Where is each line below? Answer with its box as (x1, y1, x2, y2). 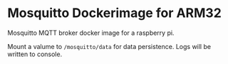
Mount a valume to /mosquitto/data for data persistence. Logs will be (7, 42, 212, 50)
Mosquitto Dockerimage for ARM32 (7, 5, 222, 21)
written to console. (7, 50, 63, 58)
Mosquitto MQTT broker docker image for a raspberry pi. (7, 28, 175, 37)
